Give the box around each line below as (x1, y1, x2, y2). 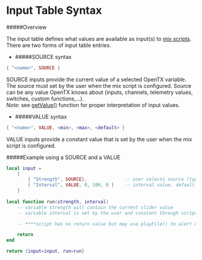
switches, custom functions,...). (6, 94, 84, 102)
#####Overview (6, 23, 47, 31)
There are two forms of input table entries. (6, 42, 111, 49)
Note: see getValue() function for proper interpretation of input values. (6, 101, 180, 108)
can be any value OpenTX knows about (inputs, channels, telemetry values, (6, 88, 194, 96)
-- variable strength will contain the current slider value (17, 204, 173, 211)
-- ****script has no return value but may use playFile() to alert (17, 221, 192, 227)
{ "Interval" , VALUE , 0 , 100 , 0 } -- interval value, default (28, 182, 195, 188)
